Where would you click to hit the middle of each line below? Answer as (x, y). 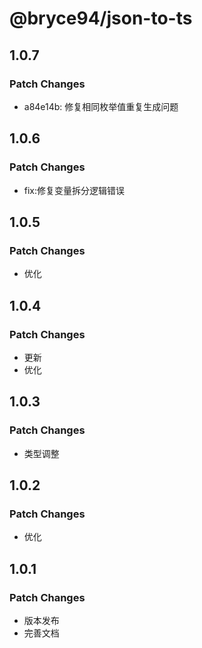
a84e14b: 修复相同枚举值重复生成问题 (101, 106)
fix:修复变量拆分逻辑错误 (74, 190)
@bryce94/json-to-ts (101, 18)
